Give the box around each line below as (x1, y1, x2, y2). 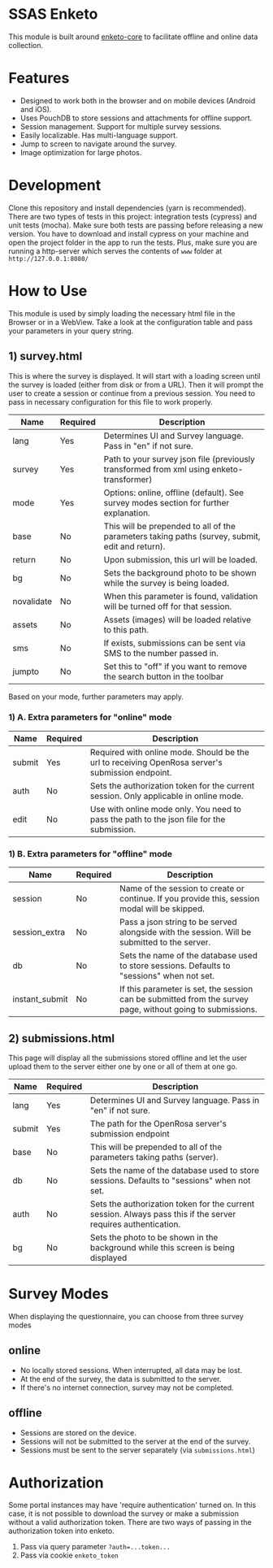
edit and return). (103, 541, 166, 552)
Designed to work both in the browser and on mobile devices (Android (19, 95, 256, 106)
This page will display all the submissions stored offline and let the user (8, 1053, 248, 1062)
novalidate (12, 595, 53, 606)
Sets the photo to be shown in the (89, 1231, 219, 1243)
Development (8, 176, 102, 195)
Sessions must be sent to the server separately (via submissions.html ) (19, 1444, 256, 1455)
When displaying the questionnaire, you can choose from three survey (8, 1311, 244, 1321)
